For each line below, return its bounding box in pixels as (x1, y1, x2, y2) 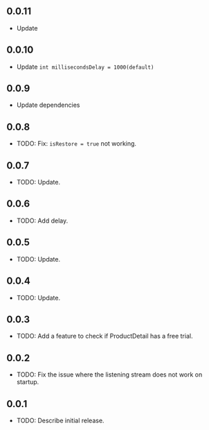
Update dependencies (16, 101, 80, 110)
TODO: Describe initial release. (16, 416, 104, 424)
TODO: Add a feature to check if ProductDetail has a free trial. (16, 332, 193, 341)
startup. (16, 378, 39, 386)
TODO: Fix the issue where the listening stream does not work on (16, 370, 203, 379)
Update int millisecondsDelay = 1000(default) (16, 62, 154, 71)
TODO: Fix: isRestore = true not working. (16, 139, 136, 148)
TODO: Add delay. (16, 216, 69, 225)
